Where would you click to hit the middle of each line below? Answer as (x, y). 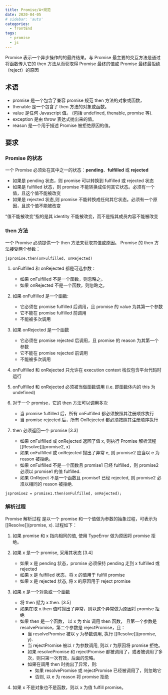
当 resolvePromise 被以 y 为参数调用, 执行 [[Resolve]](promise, (92, 634)
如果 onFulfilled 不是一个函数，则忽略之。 (62, 279)
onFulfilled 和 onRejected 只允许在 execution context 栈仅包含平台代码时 (87, 370)
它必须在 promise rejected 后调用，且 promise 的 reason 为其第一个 (89, 340)
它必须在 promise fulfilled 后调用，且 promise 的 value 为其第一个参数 (91, 306)
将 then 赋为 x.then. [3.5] (45, 602)
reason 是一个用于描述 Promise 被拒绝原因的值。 (63, 125)
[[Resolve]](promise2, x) (45, 446)
